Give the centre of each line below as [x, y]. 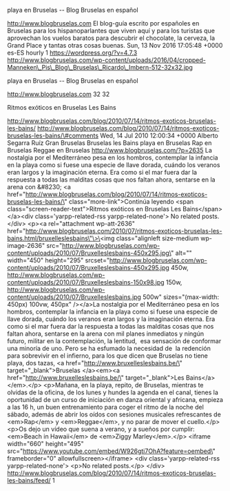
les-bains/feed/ [29, 480]
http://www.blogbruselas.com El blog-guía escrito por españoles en [103, 23]
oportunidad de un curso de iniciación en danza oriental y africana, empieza [115, 399]
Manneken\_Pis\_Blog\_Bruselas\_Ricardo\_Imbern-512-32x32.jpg [100, 67]
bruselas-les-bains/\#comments [53, 135]
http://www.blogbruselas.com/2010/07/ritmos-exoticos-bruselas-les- [124, 231]
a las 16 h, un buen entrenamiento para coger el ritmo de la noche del [106, 407]
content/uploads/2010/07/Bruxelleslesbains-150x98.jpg [86, 282]
